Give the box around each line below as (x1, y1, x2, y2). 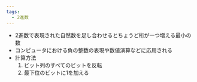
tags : (6, 8, 20, 15)
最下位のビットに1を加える (23, 69, 89, 76)
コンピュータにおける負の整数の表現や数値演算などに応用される (14, 46, 172, 54)
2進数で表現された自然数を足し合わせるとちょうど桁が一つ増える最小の (14, 31, 192, 39)
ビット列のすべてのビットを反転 (23, 61, 103, 69)
